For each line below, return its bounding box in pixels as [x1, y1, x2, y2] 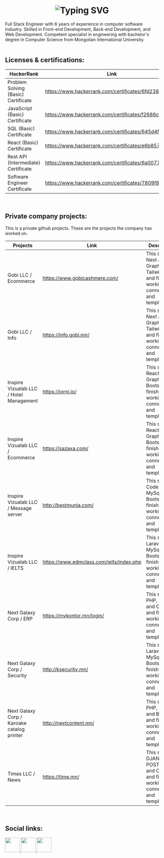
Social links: [5, 824, 43, 833]
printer [7, 732, 23, 738]
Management [7, 397, 38, 404]
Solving [7, 84, 25, 91]
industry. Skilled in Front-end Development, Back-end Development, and [5, 26, 151, 32]
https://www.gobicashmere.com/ [42, 274, 119, 281]
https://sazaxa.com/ [42, 445, 89, 452]
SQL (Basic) [7, 125, 35, 132]
